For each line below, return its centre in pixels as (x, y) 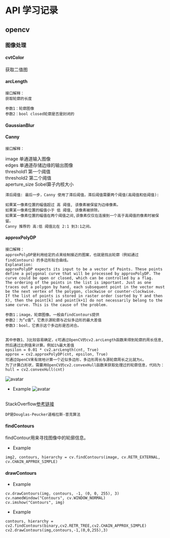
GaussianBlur (20, 125)
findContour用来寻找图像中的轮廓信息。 (47, 438)
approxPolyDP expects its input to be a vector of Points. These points (84, 269)
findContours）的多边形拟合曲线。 (38, 260)
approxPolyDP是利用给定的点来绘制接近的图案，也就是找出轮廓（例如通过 (72, 255)
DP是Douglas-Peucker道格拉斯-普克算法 (43, 414)
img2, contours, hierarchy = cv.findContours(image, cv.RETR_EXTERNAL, (83, 457)
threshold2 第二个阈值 (29, 178)
